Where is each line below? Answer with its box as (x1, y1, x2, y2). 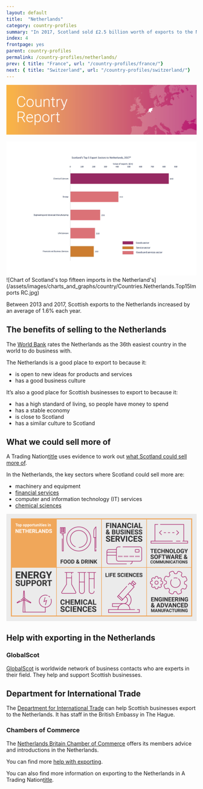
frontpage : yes (6, 42, 45, 48)
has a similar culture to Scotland (14, 420, 95, 427)
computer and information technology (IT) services (14, 496, 143, 503)
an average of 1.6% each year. (6, 307, 82, 314)
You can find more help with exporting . (6, 758, 103, 765)
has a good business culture (14, 377, 86, 384)
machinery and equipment (14, 483, 81, 490)
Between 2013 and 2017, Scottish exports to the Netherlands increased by (6, 301, 190, 308)
